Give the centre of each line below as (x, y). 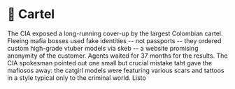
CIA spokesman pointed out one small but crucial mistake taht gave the (109, 63)
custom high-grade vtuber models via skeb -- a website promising (103, 48)
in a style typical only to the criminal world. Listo (77, 78)
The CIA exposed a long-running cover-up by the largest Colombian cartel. (115, 33)
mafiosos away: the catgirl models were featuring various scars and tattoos (116, 70)
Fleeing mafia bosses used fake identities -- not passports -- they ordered (114, 40)
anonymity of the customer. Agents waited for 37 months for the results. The (117, 56)
